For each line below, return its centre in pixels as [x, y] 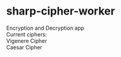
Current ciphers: [27, 34]
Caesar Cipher [24, 47]
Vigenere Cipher [27, 41]
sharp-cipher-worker [61, 11]
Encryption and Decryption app [45, 28]
